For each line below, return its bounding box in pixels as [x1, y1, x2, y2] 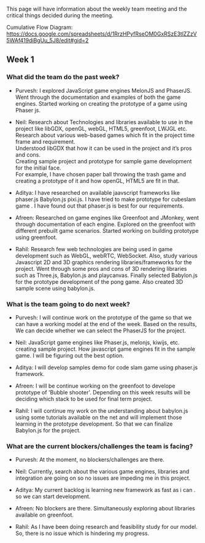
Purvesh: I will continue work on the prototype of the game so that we [15, 313, 192, 321]
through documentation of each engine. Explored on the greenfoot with [15, 221, 196, 228]
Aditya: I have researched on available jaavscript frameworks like [15, 189, 180, 196]
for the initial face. [15, 164, 61, 171]
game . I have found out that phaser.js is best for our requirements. [15, 202, 184, 209]
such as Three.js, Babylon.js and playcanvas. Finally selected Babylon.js [15, 271, 198, 279]
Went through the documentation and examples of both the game [15, 93, 181, 101]
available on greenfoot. [15, 511, 74, 518]
